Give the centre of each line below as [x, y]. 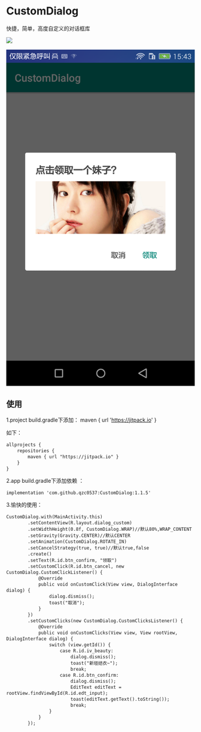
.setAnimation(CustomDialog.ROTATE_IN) [77, 542]
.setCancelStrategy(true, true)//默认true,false [89, 548]
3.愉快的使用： [25, 504]
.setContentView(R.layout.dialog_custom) [80, 523]
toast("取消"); [67, 603]
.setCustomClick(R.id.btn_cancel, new [76, 566]
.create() [40, 554]
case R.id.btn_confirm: [89, 675]
